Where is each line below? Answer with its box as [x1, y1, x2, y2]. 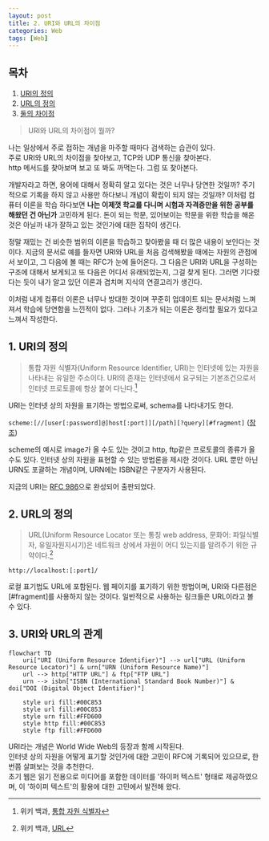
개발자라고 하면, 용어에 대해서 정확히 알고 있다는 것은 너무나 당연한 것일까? [8, 180, 240, 189]
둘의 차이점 [19, 109, 55, 119]
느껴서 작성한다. [8, 315, 58, 324]
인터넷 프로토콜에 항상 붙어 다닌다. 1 [27, 382, 138, 393]
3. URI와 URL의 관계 [8, 628, 102, 641]
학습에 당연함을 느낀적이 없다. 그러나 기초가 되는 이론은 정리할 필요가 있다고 [22, 304, 259, 314]
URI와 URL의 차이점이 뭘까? [27, 126, 115, 136]
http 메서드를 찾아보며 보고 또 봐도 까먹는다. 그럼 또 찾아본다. [8, 163, 199, 173]
